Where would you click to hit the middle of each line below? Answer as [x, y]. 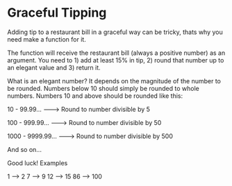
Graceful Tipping [57, 13]
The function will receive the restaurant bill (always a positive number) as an [116, 53]
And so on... [24, 149]
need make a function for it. [47, 39]
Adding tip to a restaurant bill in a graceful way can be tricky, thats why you [115, 32]
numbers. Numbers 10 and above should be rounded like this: [95, 96]
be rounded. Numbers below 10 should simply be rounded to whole [103, 88]
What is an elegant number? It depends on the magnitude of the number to [114, 81]
